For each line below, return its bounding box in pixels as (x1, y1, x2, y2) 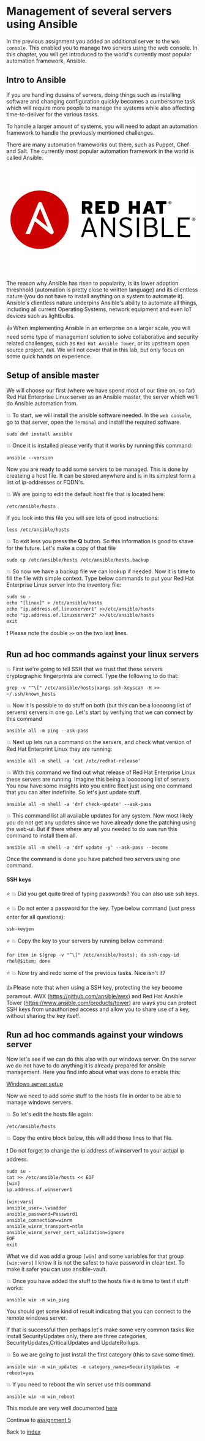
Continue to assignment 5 (6, 1417, 72, 1424)
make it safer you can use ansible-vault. (6, 1266, 107, 1273)
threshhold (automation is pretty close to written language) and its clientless (6, 286, 198, 293)
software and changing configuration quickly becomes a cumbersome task (6, 97, 196, 105)
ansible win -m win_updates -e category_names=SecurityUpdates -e (6, 1364, 179, 1370)
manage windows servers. (6, 1099, 73, 1106)
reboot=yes (6, 1370, 34, 1376)
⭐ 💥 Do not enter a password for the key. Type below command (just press (6, 905, 196, 912)
